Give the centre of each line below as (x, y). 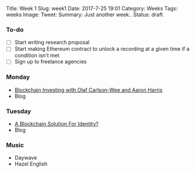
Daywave (26, 158)
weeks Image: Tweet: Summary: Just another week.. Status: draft (85, 15)
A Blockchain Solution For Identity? (56, 124)
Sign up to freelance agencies (51, 62)
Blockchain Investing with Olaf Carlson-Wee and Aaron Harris (88, 90)
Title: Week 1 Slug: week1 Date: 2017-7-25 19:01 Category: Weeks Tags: (92, 8)
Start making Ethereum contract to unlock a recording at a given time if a (102, 49)
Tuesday (19, 111)
